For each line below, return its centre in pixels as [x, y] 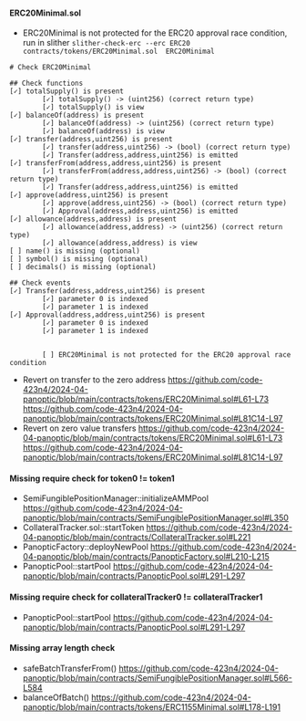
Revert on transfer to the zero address [94, 380]
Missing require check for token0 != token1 [92, 478]
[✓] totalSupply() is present [67, 91]
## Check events [40, 283]
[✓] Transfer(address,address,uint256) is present [107, 291]
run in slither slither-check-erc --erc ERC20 [107, 43]
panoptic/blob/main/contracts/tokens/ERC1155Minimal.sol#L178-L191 [151, 706]
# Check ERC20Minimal [51, 68]
